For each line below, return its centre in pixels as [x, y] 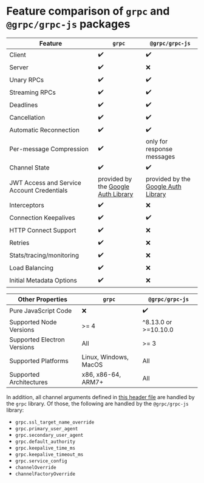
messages [160, 156]
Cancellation [27, 118]
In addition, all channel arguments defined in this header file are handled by [101, 397]
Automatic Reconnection [45, 130]
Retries [19, 243]
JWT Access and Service [46, 182]
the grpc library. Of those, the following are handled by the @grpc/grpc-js [98, 403]
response [159, 149]
